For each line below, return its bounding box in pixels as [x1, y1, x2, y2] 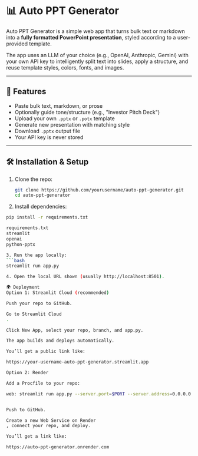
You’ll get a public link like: [6, 348, 85, 355]
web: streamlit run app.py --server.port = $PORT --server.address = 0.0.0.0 [6, 391, 192, 397]
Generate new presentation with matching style [14, 121, 130, 128]
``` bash [6, 257, 25, 263]
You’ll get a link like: [6, 434, 67, 440]
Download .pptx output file [14, 127, 81, 134]
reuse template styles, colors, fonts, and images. [6, 64, 124, 71]
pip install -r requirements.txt [6, 214, 88, 220]
